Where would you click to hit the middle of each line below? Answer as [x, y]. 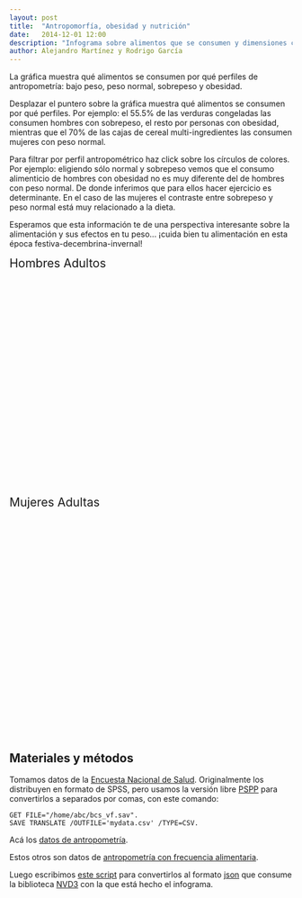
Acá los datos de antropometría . [69, 840]
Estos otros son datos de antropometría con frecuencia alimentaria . [134, 857]
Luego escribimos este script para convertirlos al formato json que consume [151, 875]
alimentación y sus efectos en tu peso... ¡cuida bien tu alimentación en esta [149, 234]
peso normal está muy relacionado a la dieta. [93, 207]
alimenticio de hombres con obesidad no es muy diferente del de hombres [147, 179]
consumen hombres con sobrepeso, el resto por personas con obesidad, [144, 123]
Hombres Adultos [58, 263]
